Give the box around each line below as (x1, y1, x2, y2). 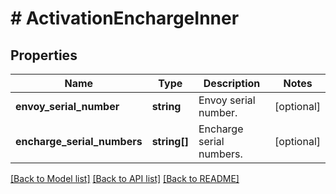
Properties (10, 47, 78, 64)
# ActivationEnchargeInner (10, 7, 240, 30)
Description (203, 77, 261, 90)
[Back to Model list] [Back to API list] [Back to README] (10, 173, 240, 184)
